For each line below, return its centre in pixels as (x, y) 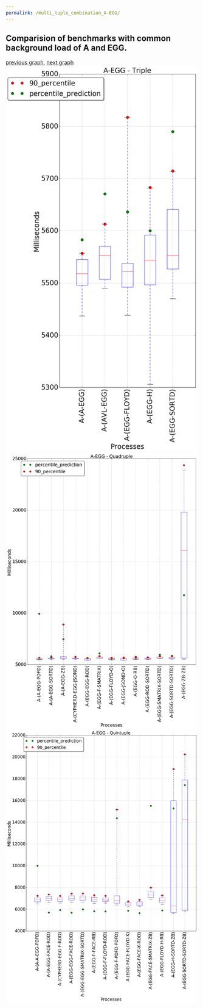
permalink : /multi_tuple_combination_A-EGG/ (63, 13)
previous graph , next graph (40, 63)
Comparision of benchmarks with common (88, 39)
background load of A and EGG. (67, 48)
